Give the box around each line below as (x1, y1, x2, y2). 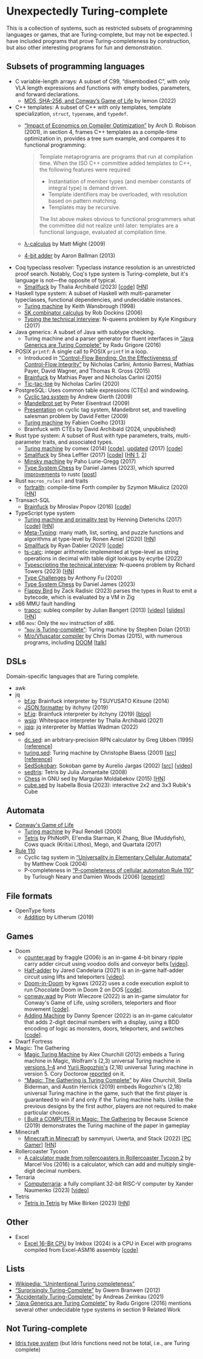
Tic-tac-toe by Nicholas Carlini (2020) (24, 380, 120, 387)
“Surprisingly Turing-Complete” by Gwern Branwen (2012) (15, 1286, 161, 1294)
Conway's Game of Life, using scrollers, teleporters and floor (24, 999, 177, 1006)
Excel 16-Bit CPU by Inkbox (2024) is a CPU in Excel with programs (24, 1240, 192, 1247)
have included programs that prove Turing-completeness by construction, (6, 37, 191, 44)
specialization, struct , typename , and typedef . (15, 110, 128, 117)
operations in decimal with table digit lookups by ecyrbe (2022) (24, 554, 183, 562)
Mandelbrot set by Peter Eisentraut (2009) (24, 399, 130, 407)
